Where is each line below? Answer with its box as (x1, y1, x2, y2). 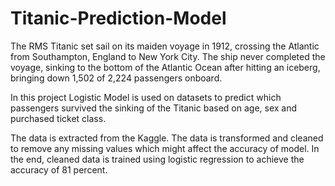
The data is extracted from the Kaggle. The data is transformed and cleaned (10, 132, 324, 144)
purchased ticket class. (10, 112, 107, 124)
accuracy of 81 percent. (10, 163, 108, 176)
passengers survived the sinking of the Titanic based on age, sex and (10, 102, 298, 114)
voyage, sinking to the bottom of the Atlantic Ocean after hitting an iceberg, (10, 61, 321, 73)
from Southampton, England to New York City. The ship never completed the (10, 50, 326, 62)
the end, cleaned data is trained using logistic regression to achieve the (10, 153, 305, 165)
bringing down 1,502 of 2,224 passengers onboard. (10, 72, 223, 84)
